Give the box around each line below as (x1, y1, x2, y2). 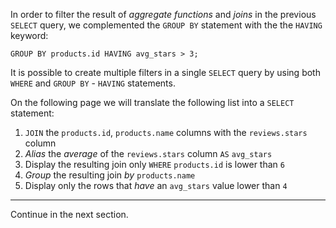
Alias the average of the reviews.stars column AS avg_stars (24, 148, 273, 159)
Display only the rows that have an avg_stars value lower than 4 (24, 180, 288, 191)
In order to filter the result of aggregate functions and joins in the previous (10, 9, 317, 20)
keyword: (10, 30, 49, 41)
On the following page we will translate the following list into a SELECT (10, 97, 295, 108)
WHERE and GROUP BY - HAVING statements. (10, 77, 176, 89)
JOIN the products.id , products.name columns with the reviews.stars (24, 127, 308, 138)
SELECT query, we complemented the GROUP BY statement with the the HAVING (10, 19, 323, 31)
